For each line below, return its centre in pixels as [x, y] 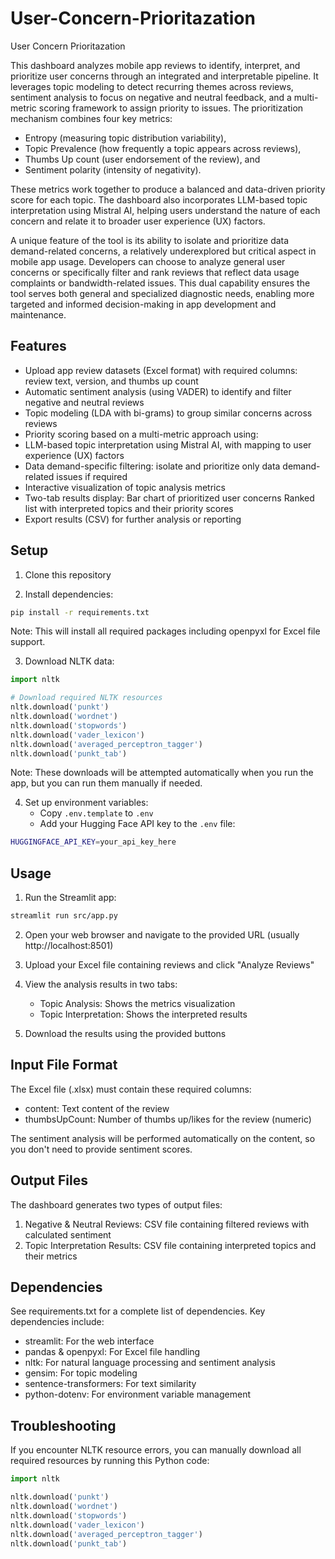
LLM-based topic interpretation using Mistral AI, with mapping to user [168, 444]
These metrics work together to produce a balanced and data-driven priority [168, 189]
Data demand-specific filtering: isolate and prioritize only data [152, 466]
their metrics [51, 1256]
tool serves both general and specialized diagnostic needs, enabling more [162, 293]
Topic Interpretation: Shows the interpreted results [143, 1014]
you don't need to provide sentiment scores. [101, 1149]
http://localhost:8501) [69, 945]
